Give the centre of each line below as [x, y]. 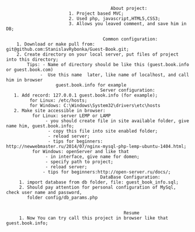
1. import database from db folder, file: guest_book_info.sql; [99, 182]
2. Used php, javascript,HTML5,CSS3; [114, 19]
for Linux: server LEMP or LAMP [71, 116]
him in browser [25, 80]
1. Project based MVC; [96, 13]
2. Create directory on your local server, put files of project [98, 54]
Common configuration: [130, 39]
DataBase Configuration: [130, 177]
